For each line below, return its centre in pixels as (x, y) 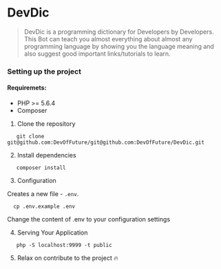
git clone (30, 137)
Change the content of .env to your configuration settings (89, 219)
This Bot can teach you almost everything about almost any (108, 39)
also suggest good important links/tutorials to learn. (97, 54)
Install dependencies (47, 155)
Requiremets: (27, 88)
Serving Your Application (52, 233)
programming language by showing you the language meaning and (119, 46)
